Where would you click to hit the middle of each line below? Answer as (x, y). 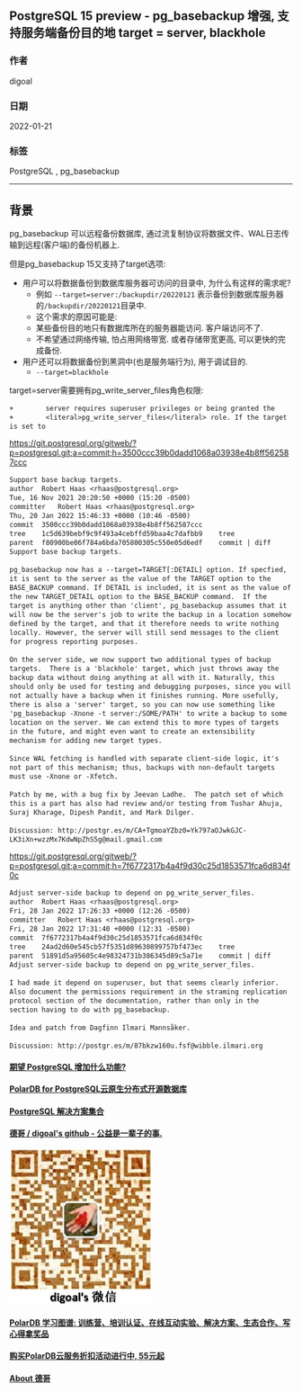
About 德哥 (30, 1378)
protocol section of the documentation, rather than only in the (134, 1001)
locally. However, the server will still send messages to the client (144, 633)
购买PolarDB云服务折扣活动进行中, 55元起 (87, 1356)
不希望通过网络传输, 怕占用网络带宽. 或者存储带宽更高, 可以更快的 (157, 339)
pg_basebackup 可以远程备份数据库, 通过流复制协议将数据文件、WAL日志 (145, 234)
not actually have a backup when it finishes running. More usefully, (144, 696)
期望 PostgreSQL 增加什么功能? (68, 1066)
